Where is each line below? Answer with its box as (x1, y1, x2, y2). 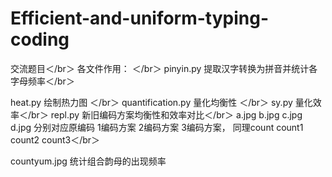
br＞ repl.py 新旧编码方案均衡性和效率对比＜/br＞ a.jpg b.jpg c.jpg (31, 108, 303, 121)
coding (10, 28, 70, 51)
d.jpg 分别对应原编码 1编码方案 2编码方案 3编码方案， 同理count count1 (10, 121, 304, 133)
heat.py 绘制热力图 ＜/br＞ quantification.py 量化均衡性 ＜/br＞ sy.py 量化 (10, 96, 313, 108)
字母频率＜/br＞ (10, 75, 75, 87)
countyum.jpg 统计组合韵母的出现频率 (10, 155, 167, 167)
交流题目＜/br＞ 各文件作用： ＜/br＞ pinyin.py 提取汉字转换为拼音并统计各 (10, 62, 318, 74)
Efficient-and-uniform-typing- (10, 7, 270, 30)
